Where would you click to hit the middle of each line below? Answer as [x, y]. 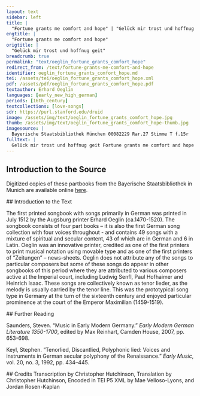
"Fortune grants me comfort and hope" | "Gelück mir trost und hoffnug [103, 28]
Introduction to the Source [56, 170]
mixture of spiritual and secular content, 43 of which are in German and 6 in [100, 239]
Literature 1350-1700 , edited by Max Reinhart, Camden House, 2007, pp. [95, 332]
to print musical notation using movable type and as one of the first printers [99, 251]
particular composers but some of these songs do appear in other [87, 264]
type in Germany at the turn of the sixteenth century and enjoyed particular [99, 296]
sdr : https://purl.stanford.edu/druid [54, 112]
